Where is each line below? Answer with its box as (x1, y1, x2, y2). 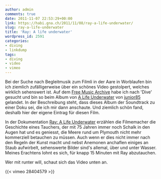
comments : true (5, 12, 36, 16)
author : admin (5, 7, 34, 12)
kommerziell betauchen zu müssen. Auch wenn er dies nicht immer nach (5, 134, 150, 140)
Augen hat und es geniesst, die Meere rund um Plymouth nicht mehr (5, 129, 142, 135)
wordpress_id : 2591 (5, 34, 45, 39)
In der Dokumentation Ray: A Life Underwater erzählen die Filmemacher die (5, 119, 156, 125)
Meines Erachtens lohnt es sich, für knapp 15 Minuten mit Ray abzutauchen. (5, 150, 157, 155)
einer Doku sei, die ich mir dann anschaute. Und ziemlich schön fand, (5, 104, 144, 110)
